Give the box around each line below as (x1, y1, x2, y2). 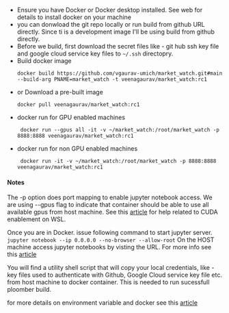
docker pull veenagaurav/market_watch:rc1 (16, 101, 140, 108)
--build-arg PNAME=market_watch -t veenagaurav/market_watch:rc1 (16, 76, 207, 83)
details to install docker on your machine (16, 13, 132, 21)
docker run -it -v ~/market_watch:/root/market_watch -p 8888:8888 (20, 158, 217, 164)
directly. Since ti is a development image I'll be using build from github (16, 27, 215, 36)
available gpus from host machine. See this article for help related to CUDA (7, 208, 219, 216)
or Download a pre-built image (16, 88, 104, 96)
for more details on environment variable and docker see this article (7, 299, 198, 307)
